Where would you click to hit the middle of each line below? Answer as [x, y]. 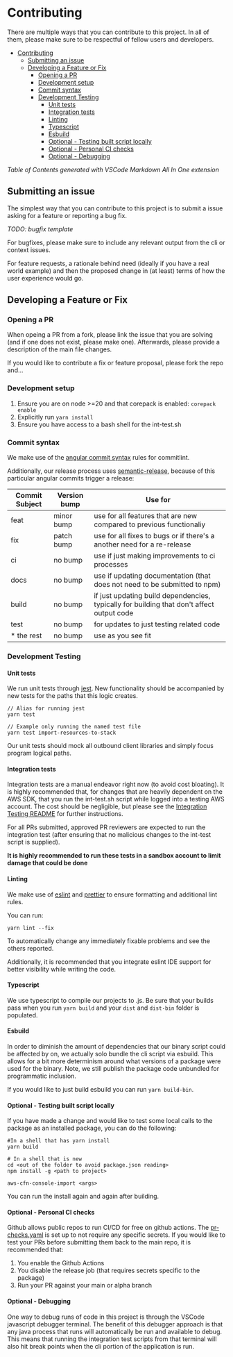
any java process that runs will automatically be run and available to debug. [115, 1331]
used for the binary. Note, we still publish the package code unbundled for [113, 1068]
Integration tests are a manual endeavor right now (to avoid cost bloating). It [116, 784]
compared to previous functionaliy [149, 524]
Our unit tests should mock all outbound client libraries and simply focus [110, 746]
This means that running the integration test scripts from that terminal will [112, 1339]
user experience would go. [45, 278]
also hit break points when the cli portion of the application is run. [101, 1346]
